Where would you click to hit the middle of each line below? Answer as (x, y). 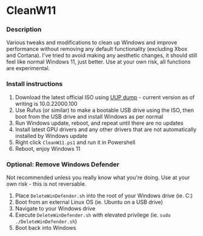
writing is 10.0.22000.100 (46, 103)
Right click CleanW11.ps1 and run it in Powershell (75, 142)
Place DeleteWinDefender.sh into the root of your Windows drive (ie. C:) (104, 196)
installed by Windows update (51, 136)
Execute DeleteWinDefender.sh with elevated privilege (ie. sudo (93, 215)
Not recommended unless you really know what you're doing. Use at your (98, 178)
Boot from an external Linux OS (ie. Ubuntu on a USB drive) (89, 202)
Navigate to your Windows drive (55, 209)
